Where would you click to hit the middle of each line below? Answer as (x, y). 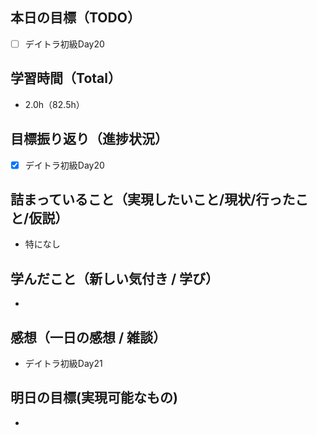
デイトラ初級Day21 (63, 363)
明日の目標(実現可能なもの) (94, 398)
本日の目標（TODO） (75, 18)
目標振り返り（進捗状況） (89, 139)
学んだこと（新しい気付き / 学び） (115, 278)
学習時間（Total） (66, 78)
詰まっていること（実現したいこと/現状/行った (153, 199)
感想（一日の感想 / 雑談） (88, 337)
